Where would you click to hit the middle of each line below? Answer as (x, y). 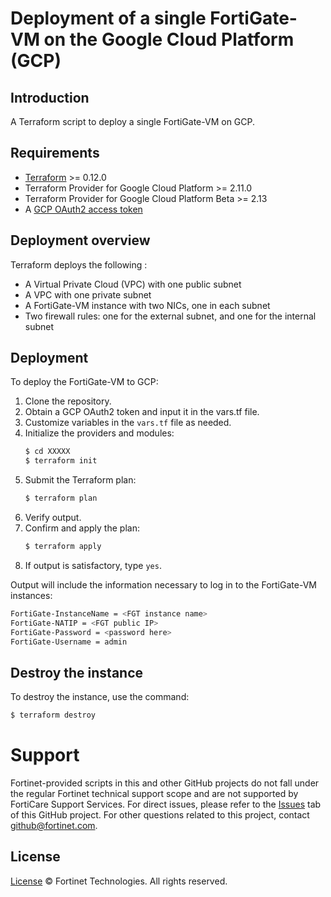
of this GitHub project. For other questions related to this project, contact (160, 815)
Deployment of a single (108, 18)
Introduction (50, 97)
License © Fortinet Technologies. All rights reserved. (119, 881)
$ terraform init (61, 461)
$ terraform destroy (53, 715)
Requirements (55, 153)
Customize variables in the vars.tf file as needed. (128, 423)
